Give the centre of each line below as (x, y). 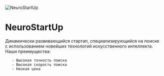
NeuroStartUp (34, 27)
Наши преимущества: (28, 51)
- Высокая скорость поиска (39, 64)
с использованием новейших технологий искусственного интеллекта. (79, 46)
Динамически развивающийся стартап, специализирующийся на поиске (82, 41)
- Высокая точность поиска (39, 60)
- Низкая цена (26, 69)
